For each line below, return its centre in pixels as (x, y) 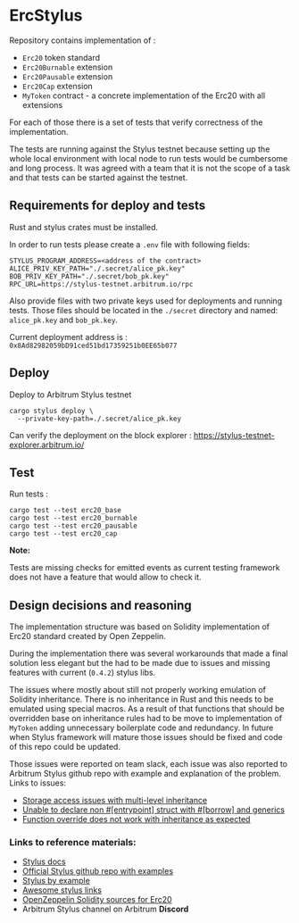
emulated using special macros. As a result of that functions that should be (147, 709)
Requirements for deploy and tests (108, 206)
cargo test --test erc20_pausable (74, 526)
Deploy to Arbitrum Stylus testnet (71, 395)
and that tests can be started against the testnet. (99, 177)
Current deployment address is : (68, 337)
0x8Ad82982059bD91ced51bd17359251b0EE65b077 (93, 345)
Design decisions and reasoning (100, 605)
